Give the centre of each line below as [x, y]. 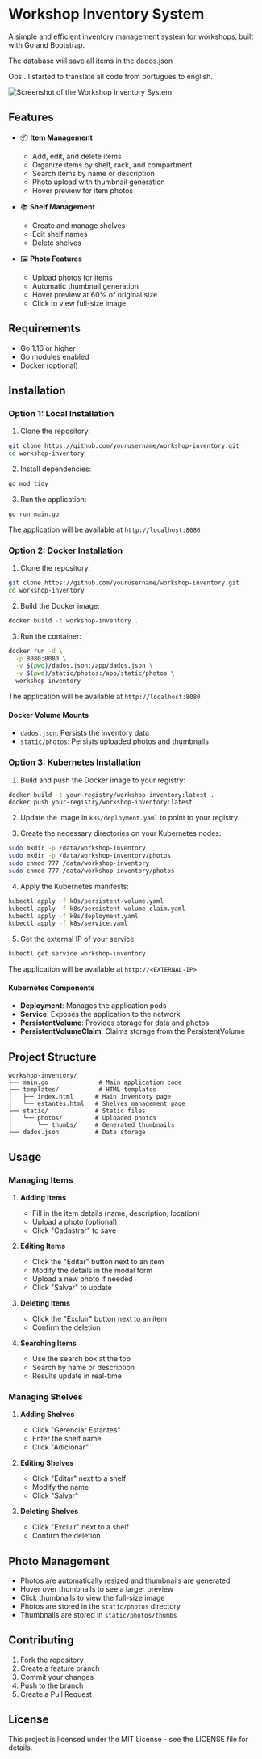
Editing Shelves [47, 1463]
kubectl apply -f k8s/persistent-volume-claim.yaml [97, 909]
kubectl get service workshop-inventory [77, 954]
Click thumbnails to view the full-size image [92, 1597]
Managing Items [41, 1179]
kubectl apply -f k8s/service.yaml [68, 924]
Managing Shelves [46, 1397]
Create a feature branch [60, 1668]
